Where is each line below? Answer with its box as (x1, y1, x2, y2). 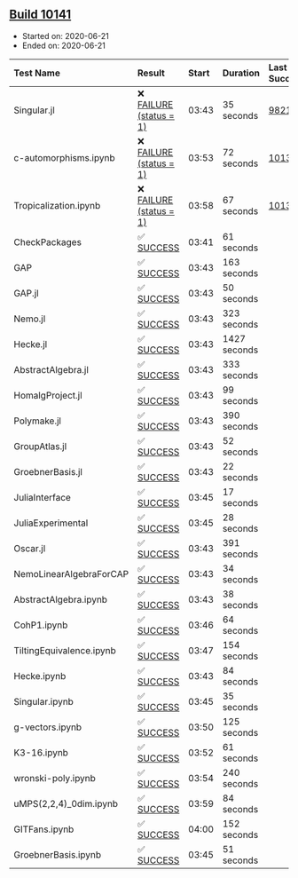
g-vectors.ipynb (13, 721, 82, 733)
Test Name (13, 67, 60, 79)
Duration (222, 67, 260, 79)
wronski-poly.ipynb (13, 771, 96, 784)
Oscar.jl (13, 542, 46, 554)
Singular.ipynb (13, 695, 74, 708)
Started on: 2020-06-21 (21, 30, 109, 41)
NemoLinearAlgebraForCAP (13, 567, 129, 580)
